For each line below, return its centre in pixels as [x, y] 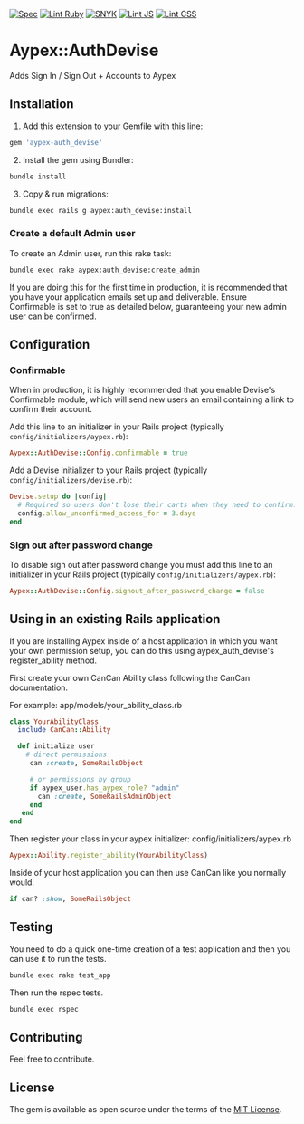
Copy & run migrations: [65, 194]
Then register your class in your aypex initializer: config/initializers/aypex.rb [151, 839]
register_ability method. [53, 660]
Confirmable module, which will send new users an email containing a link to [152, 399]
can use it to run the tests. [58, 958]
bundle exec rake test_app [60, 975]
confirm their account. [51, 409]
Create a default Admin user [72, 234]
